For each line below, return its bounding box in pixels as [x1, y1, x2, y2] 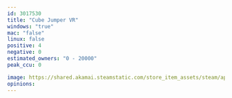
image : [7, 74, 26, 81]
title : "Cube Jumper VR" [7, 17, 79, 23]
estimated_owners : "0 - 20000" [7, 55, 97, 62]
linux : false [7, 36, 45, 43]
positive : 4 [7, 42, 41, 49]
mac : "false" [7, 29, 45, 37]
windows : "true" [7, 23, 54, 30]
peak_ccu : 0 [7, 61, 41, 68]
